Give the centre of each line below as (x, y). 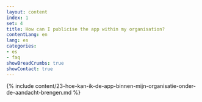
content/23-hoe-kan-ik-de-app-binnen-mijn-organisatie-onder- (116, 86)
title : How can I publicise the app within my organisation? (86, 29)
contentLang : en (27, 35)
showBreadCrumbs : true (35, 63)
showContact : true (30, 69)
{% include (20, 86)
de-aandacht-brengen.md (39, 93)
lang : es (17, 40)
